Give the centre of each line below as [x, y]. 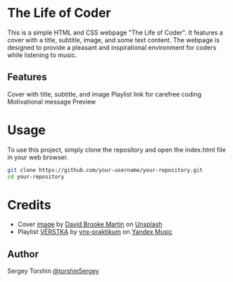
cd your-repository [36, 177]
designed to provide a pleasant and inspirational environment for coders [112, 47]
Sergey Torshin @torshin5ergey [53, 271]
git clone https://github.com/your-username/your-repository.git [105, 170]
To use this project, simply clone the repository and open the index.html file [117, 149]
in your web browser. [38, 157]
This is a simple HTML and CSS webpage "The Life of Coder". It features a [115, 32]
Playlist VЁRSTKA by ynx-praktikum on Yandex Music [95, 232]
